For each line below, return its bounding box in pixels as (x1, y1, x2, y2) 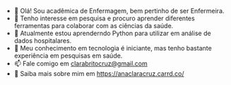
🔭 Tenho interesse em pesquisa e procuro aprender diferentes (13, 14, 196, 22)
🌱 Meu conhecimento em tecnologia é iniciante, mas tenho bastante (13, 44, 212, 52)
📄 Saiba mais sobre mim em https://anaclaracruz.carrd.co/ (13, 70, 185, 77)
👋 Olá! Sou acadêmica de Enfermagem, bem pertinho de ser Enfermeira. (13, 7, 225, 15)
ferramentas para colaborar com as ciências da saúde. (13, 22, 174, 30)
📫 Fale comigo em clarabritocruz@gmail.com (13, 60, 148, 67)
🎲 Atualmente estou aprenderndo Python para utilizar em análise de (13, 29, 211, 37)
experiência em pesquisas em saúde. (13, 51, 123, 60)
